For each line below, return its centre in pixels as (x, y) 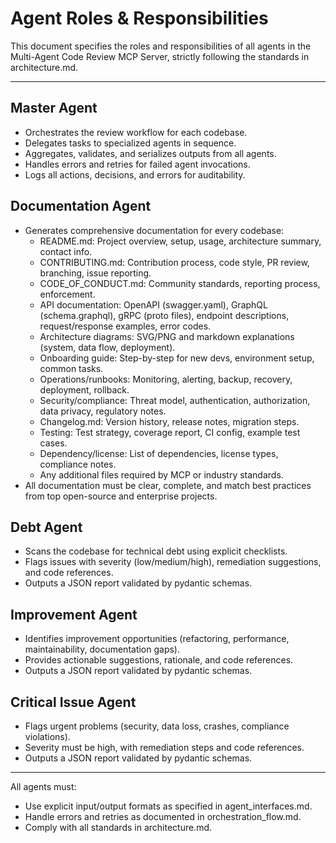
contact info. (66, 251)
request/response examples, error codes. (125, 326)
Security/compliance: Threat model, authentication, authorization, (175, 400)
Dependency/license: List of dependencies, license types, (159, 453)
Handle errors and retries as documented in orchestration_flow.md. (163, 816)
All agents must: (43, 786)
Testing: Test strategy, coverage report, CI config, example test (170, 432)
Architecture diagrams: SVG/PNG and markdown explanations (167, 336)
